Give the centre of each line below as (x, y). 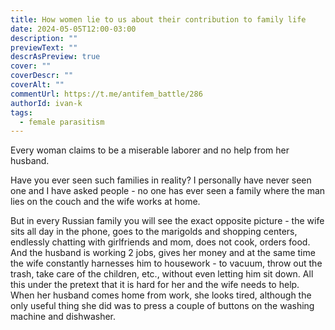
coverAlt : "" (37, 85)
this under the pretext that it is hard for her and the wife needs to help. (155, 285)
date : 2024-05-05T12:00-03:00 (73, 29)
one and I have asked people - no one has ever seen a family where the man (168, 191)
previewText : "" (44, 47)
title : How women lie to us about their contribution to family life (158, 19)
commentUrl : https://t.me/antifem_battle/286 (106, 94)
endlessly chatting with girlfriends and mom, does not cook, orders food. (160, 242)
